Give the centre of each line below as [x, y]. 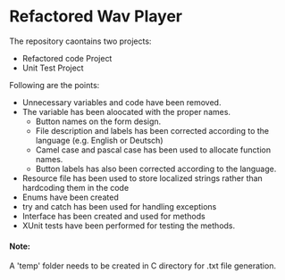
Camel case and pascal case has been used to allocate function [153, 150]
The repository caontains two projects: [80, 41]
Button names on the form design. [98, 121]
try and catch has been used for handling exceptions [119, 206]
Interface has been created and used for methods [113, 216]
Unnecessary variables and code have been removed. [122, 102]
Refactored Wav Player [96, 16]
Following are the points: [54, 85]
